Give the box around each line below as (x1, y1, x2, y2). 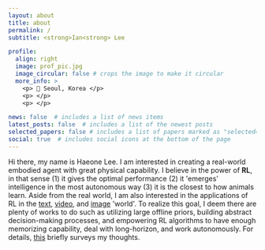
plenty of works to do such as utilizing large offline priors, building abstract (8, 207, 252, 217)
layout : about (8, 11, 55, 20)
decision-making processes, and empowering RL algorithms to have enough (8, 215, 256, 225)
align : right (15, 55, 58, 63)
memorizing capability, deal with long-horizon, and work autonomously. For (8, 224, 254, 233)
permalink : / (8, 26, 51, 34)
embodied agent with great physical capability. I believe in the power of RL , (8, 165, 252, 174)
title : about (8, 19, 51, 27)
